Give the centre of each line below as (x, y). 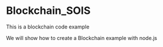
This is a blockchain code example (48, 27)
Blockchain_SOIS (48, 11)
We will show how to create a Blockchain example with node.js (81, 38)
